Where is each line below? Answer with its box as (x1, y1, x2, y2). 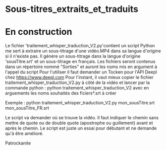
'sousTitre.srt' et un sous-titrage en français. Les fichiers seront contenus (5, 59, 156, 65)
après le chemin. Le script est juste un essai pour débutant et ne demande (5, 125, 157, 131)
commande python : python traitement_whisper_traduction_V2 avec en (5, 85, 150, 91)
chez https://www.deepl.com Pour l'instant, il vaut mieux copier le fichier (5, 75, 154, 80)
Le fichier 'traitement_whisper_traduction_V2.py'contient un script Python (5, 43, 155, 49)
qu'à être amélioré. (5, 131, 44, 137)
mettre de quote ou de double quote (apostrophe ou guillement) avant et (5, 120, 153, 126)
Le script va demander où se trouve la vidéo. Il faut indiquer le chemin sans (5, 115, 159, 121)
